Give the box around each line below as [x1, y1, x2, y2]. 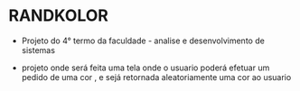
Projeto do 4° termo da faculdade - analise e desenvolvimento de [21, 35, 266, 46]
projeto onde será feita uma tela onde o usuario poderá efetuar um [21, 62, 270, 73]
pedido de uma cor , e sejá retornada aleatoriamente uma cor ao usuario [21, 71, 292, 82]
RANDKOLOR [8, 5, 109, 26]
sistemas [21, 44, 56, 55]
